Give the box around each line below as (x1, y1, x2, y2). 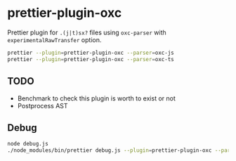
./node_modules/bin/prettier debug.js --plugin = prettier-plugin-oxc (7, 147, 212, 154)
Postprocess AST (17, 101, 68, 110)
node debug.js (7, 141, 49, 148)
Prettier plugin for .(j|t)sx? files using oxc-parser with (7, 28, 166, 37)
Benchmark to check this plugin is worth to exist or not (17, 94, 176, 103)
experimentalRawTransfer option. (7, 35, 102, 44)
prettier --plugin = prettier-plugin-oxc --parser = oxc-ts (7, 56, 174, 63)
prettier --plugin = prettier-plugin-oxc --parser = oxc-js (7, 49, 174, 56)
